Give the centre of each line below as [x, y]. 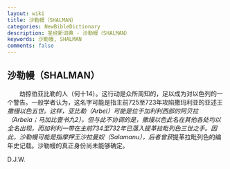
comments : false [30, 46]
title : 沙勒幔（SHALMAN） [42, 20]
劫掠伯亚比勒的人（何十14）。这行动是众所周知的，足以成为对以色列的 [118, 94]
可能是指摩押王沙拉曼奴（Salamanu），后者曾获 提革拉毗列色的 [126, 136]
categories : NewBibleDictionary [54, 26]
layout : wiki [26, 14]
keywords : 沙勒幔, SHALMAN [44, 39]
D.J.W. [16, 159]
